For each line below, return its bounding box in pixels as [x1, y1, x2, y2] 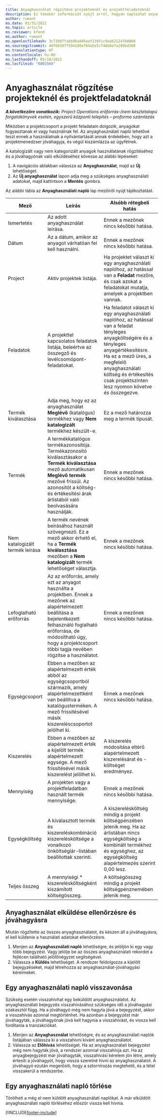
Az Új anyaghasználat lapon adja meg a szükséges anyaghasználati [12, 173, 149, 179]
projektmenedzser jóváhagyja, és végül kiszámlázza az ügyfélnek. [5, 139, 137, 145]
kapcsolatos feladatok [47, 338, 98, 344]
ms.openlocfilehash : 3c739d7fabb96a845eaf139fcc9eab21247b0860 [5, 39, 136, 44]
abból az [47, 672, 67, 679]
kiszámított [47, 886, 73, 893]
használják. [47, 509, 73, 516]
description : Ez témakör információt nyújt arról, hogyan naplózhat [5, 12, 147, 17]
